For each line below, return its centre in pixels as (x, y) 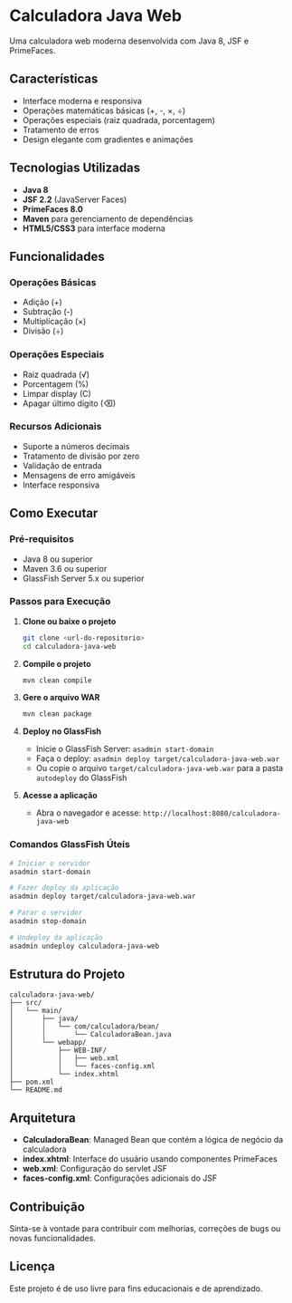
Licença (33, 1266)
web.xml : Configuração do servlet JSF (94, 1169)
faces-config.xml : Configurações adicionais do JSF (120, 1178)
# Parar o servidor (46, 913)
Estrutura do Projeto (67, 975)
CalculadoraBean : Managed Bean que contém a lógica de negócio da (153, 1140)
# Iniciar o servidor (50, 863)
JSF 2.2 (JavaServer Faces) (75, 199)
